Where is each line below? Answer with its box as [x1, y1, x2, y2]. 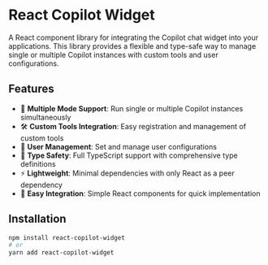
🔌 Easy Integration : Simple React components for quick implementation [19, 189, 261, 198]
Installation [8, 212, 67, 226]
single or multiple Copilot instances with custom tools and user [8, 50, 219, 59]
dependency [19, 180, 63, 189]
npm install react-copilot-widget [8, 233, 126, 241]
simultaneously [19, 112, 71, 122]
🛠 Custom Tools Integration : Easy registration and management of [19, 121, 246, 131]
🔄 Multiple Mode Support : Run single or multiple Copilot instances [19, 103, 244, 113]
